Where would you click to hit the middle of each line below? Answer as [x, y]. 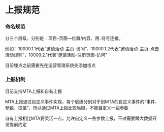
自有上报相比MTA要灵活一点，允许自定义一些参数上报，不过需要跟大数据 [79, 118]
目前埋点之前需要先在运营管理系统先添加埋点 [50, 66]
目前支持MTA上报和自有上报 [34, 91]
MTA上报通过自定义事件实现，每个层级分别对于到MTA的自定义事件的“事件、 [82, 101]
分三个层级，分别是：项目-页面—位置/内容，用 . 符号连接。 [64, 38]
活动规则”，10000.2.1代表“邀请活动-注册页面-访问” [56, 55]
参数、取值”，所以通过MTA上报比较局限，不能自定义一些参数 [67, 108]
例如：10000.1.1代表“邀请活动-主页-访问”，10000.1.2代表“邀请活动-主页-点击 [82, 49]
